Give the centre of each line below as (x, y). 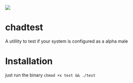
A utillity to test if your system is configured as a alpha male (67, 41)
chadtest (24, 28)
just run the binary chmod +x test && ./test (50, 75)
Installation (29, 61)
